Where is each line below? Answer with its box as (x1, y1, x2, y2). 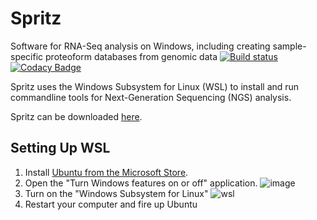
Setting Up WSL (10, 140, 111, 157)
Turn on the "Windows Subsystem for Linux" (24, 187, 209, 199)
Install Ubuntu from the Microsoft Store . (24, 166, 189, 178)
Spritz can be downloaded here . (10, 110, 143, 122)
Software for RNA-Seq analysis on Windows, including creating (10, 40, 271, 52)
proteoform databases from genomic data (45, 50, 218, 62)
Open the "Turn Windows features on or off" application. (24, 177, 258, 189)
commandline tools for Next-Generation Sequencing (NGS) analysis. (10, 91, 292, 103)
